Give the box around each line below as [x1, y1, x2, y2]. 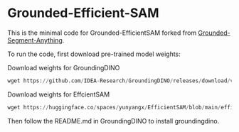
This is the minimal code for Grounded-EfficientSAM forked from [7, 28, 197, 37]
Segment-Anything [7, 35, 63, 44]
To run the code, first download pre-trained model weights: [7, 50, 181, 58]
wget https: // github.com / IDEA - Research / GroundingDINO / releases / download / [7, 77, 231, 84]
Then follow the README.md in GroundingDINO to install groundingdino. [7, 116, 220, 125]
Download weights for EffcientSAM [7, 90, 110, 99]
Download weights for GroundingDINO [7, 63, 120, 72]
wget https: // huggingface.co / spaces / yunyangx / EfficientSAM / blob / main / [7, 104, 221, 111]
